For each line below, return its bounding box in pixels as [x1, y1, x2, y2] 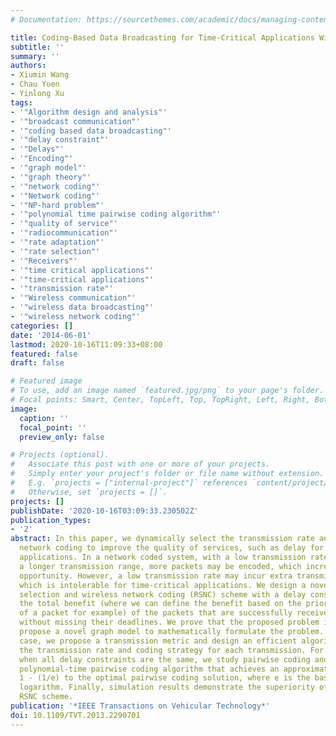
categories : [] [10, 321, 74, 331]
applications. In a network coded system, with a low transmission [19, 552, 307, 562]
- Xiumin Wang [10, 70, 70, 80]
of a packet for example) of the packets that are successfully [19, 608, 293, 618]
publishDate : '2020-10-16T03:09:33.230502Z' [10, 506, 199, 516]
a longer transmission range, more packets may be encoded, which [19, 561, 302, 571]
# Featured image [10, 376, 83, 386]
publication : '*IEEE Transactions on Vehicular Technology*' [10, 701, 271, 711]
